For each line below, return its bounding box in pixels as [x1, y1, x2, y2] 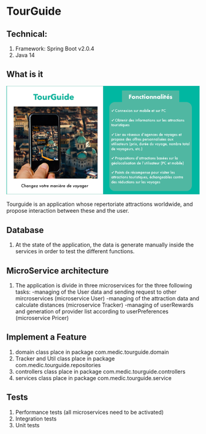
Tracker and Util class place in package [15, 354, 115, 362]
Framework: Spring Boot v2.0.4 [15, 45, 94, 52]
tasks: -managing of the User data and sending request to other [15, 288, 177, 295]
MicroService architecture [6, 265, 109, 276]
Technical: [6, 29, 48, 39]
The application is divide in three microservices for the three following [15, 282, 193, 289]
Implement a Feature [6, 332, 87, 343]
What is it [6, 69, 44, 80]
